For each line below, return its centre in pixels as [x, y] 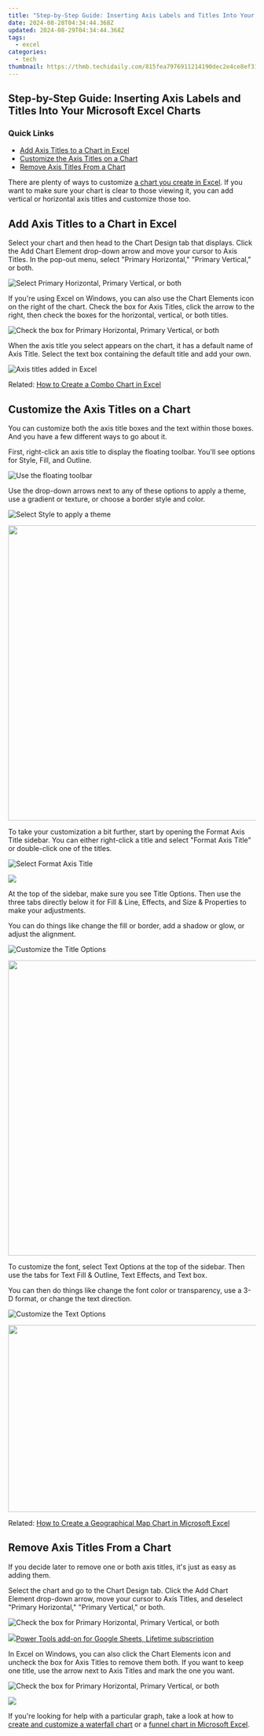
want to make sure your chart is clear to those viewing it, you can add [121, 191]
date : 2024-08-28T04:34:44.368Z [61, 23]
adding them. [29, 1575]
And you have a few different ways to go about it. [88, 437]
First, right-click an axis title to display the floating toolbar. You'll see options [132, 452]
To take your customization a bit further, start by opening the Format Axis [126, 832]
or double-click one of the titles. [60, 849]
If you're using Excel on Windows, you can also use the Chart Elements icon [131, 298]
